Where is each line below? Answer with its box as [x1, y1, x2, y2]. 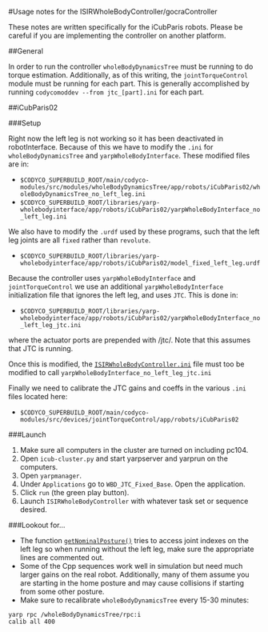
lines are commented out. [19, 553, 105, 562]
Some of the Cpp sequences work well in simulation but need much [19, 562, 243, 570]
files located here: [8, 392, 68, 401]
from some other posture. [19, 587, 105, 596]
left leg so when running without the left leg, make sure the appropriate [19, 544, 254, 554]
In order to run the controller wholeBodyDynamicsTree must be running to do [8, 62, 254, 71]
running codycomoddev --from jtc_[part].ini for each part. [8, 87, 205, 97]
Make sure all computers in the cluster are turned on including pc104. [19, 446, 249, 454]
